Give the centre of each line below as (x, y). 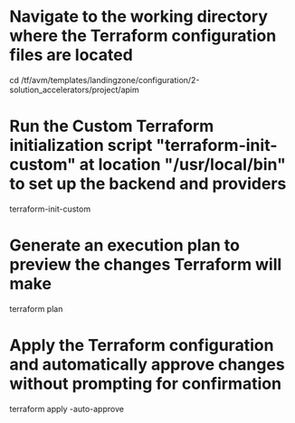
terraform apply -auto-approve (67, 409)
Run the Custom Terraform (112, 126)
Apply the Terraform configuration (142, 345)
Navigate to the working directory (139, 17)
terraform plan (36, 308)
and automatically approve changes (147, 364)
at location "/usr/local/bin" (183, 165)
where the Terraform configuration (143, 36)
